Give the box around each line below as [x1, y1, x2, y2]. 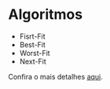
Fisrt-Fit [19, 32, 46, 41]
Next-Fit [19, 57, 47, 66]
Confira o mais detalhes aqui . [8, 72, 104, 81]
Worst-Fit [19, 48, 50, 57]
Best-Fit [19, 39, 46, 49]
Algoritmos [8, 6, 83, 24]
